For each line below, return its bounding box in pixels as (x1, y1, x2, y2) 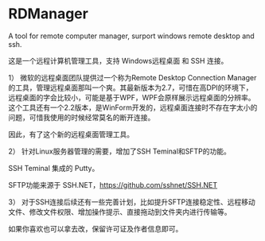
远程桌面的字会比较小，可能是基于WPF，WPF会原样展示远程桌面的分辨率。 (8, 92, 256, 102)
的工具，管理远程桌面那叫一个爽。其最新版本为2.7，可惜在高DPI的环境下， (8, 83, 253, 92)
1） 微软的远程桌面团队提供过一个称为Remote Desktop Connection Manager (8, 72, 257, 82)
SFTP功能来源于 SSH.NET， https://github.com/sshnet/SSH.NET (8, 180, 218, 189)
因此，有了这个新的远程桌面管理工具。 (8, 129, 134, 139)
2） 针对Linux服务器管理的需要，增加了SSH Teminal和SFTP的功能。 (8, 146, 231, 156)
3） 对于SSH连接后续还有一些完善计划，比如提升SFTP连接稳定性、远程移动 (8, 196, 256, 207)
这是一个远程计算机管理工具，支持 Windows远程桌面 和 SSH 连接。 (8, 56, 228, 65)
